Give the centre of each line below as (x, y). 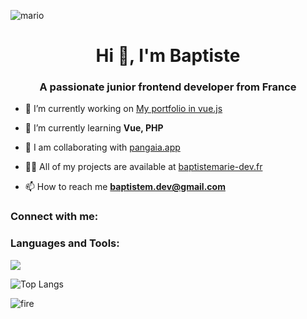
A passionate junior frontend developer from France (168, 87)
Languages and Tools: (65, 243)
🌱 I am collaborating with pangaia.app (102, 147)
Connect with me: (54, 217)
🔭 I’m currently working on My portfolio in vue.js (123, 109)
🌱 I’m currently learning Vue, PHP (94, 128)
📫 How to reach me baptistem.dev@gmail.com (125, 187)
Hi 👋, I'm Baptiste (168, 56)
